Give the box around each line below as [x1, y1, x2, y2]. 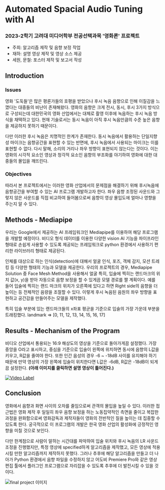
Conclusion [5, 389, 41, 398]
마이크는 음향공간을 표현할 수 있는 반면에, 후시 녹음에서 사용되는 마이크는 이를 [10, 140, 159, 146]
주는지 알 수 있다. [5, 201, 38, 207]
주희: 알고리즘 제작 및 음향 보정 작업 [12, 44, 81, 50]
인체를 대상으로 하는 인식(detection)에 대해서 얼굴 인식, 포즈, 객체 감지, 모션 [5, 258, 151, 264]
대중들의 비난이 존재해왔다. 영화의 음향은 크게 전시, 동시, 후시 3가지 [18, 105, 147, 111]
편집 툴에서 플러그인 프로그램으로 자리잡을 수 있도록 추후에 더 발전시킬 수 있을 [5, 462, 154, 468]
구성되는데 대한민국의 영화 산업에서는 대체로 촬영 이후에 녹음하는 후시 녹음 [10, 111, 153, 116]
